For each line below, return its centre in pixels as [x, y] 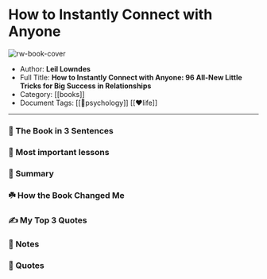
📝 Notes [24, 244]
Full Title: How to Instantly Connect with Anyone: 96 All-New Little [131, 77]
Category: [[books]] [52, 94]
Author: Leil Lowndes [55, 68]
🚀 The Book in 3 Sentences [61, 130]
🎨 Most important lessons [59, 152]
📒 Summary [31, 173]
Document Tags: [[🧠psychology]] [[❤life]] [89, 103]
